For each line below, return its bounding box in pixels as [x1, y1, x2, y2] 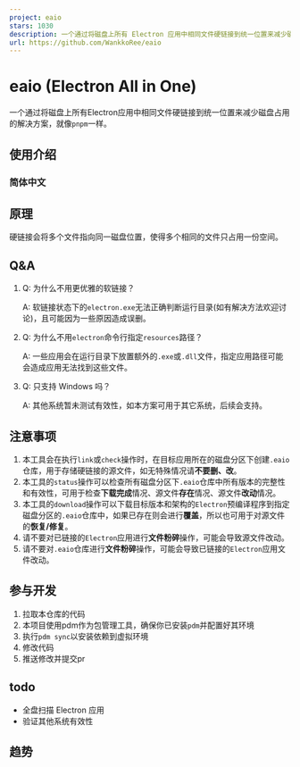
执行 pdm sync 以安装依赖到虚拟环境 [21, 630, 149, 641]
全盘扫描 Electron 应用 [21, 704, 104, 715]
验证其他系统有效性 [21, 715, 94, 726]
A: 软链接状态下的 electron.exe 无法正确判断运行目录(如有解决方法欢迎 [21, 302, 279, 313]
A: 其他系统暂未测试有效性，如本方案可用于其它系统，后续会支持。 [21, 400, 268, 411]
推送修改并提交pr [21, 653, 86, 663]
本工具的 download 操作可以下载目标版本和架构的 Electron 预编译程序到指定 [21, 498, 290, 509]
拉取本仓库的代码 [21, 608, 86, 619]
